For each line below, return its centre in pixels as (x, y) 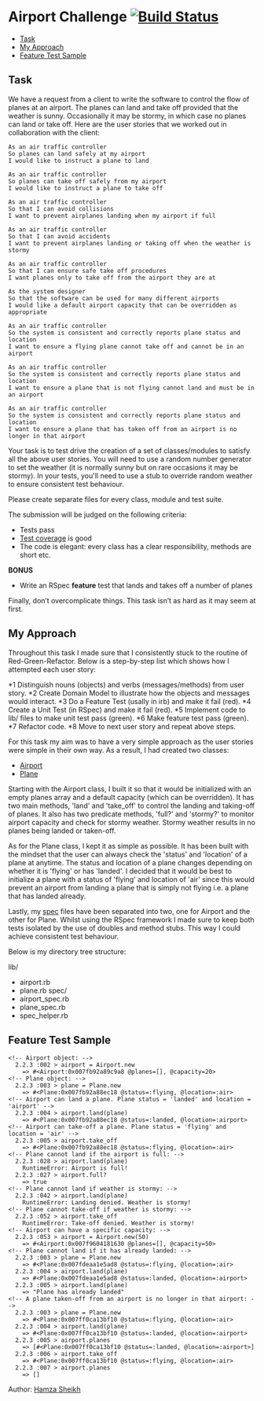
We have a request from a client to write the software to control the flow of (129, 99)
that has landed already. (47, 896)
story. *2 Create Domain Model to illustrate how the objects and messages (129, 693)
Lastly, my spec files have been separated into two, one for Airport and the (129, 911)
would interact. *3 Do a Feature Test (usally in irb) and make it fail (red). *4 (130, 701)
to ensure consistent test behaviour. (66, 484)
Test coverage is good (56, 538)
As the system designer (47, 291)
